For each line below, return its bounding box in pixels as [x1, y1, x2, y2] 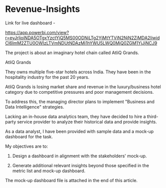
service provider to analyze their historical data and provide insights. [17, 119, 157, 125]
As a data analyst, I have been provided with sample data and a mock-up [5, 128, 154, 134]
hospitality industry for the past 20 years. [5, 74, 90, 80]
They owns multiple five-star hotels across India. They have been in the [5, 68, 151, 75]
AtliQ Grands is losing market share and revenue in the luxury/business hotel [5, 83, 161, 90]
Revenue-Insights [5, 3, 80, 15]
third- [147, 113, 159, 120]
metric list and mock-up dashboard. [12, 168, 86, 174]
